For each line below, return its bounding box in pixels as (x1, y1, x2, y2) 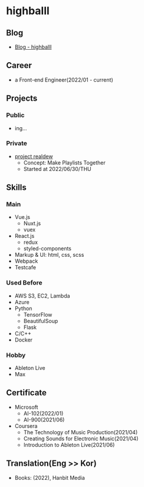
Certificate (6, 388, 47, 398)
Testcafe (14, 264, 37, 271)
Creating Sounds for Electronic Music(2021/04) (23, 435, 139, 442)
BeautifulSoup (23, 317, 58, 324)
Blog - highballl (14, 43, 52, 50)
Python (14, 305, 32, 312)
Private (6, 139, 28, 147)
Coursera (14, 422, 38, 430)
